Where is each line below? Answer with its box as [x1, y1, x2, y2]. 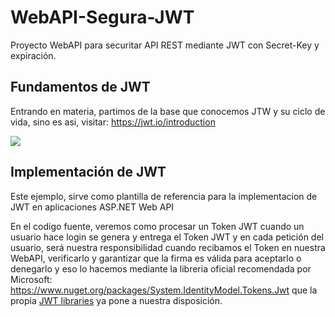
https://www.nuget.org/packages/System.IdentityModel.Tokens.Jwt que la [10, 284, 318, 296]
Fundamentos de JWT [10, 79, 151, 96]
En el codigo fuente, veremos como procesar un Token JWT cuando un [10, 220, 305, 232]
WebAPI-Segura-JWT [10, 6, 195, 29]
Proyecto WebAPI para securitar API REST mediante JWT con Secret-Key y [10, 39, 320, 51]
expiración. [10, 49, 57, 61]
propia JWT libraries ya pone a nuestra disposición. [10, 294, 223, 306]
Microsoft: [10, 273, 53, 285]
